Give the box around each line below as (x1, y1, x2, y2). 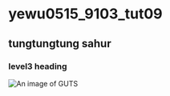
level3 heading (8, 61, 67, 72)
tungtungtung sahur (8, 37, 111, 50)
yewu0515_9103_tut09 (8, 5, 163, 23)
